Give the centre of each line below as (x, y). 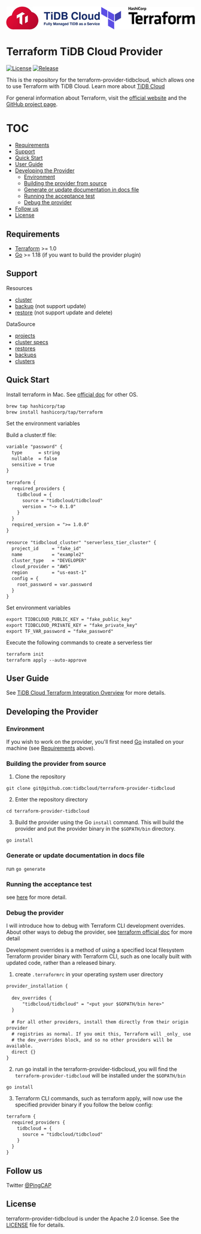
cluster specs (32, 342)
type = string (36, 452)
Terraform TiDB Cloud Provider (85, 52)
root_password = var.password (55, 584)
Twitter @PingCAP (29, 1185)
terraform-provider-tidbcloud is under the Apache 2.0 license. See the (93, 1218)
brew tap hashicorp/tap (36, 406)
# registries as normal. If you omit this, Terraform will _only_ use (101, 1034)
